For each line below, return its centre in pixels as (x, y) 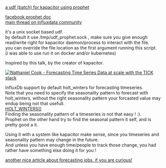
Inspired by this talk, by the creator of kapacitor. (54, 63)
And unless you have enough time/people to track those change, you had (81, 145)
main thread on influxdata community (44, 22)
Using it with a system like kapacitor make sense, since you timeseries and (82, 134)
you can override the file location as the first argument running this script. (81, 48)
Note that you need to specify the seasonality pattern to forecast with (77, 93)
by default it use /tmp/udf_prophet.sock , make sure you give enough (76, 37)
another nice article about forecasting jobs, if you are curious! (69, 160)
